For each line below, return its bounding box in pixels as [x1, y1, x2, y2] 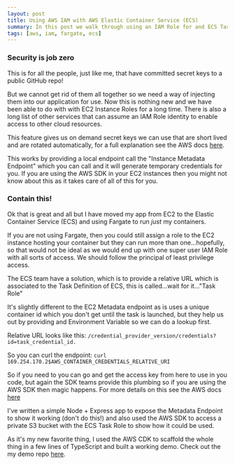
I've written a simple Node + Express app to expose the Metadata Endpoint [7, 406, 223, 415]
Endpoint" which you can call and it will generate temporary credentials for [7, 162, 222, 170]
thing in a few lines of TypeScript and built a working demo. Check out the [7, 442, 221, 450]
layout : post [7, 10, 45, 18]
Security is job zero [7, 53, 75, 63]
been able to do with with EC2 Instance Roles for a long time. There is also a [7, 104, 227, 113]
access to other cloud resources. [7, 120, 103, 128]
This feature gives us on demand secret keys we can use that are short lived [7, 133, 227, 141]
